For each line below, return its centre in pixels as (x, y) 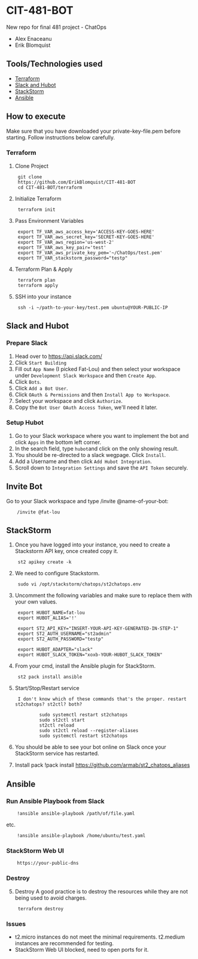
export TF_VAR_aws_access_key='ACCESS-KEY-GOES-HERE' (86, 232)
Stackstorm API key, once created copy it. (66, 551)
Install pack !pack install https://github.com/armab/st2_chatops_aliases (102, 765)
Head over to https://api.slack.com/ (59, 356)
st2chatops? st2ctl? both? (48, 704)
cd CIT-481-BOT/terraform (50, 187)
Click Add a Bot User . (41, 388)
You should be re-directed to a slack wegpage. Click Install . (90, 455)
